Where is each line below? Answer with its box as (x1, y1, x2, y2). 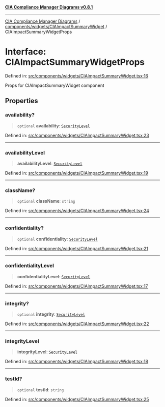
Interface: (5, 46, 47, 57)
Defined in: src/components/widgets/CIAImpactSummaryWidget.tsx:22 (5, 321, 149, 327)
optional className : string (17, 198, 75, 204)
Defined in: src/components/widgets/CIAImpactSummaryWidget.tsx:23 (5, 132, 149, 138)
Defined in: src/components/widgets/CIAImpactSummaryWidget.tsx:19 (5, 170, 148, 176)
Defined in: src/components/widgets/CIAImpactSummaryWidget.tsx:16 (5, 73, 148, 78)
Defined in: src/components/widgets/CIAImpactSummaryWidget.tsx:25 (5, 396, 149, 402)
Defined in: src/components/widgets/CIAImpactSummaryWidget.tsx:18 (5, 359, 148, 365)
